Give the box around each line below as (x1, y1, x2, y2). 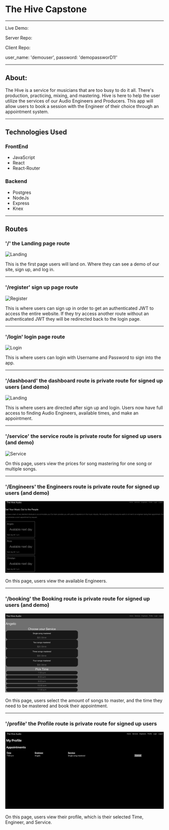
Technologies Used (5, 128, 67, 137)
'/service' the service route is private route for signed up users (5, 433, 162, 440)
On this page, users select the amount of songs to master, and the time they (5, 697, 162, 703)
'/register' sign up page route (5, 284, 78, 291)
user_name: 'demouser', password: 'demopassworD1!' (5, 54, 118, 60)
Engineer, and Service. (5, 819, 52, 825)
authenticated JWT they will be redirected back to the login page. (5, 316, 141, 322)
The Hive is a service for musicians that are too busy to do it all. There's (5, 87, 154, 93)
